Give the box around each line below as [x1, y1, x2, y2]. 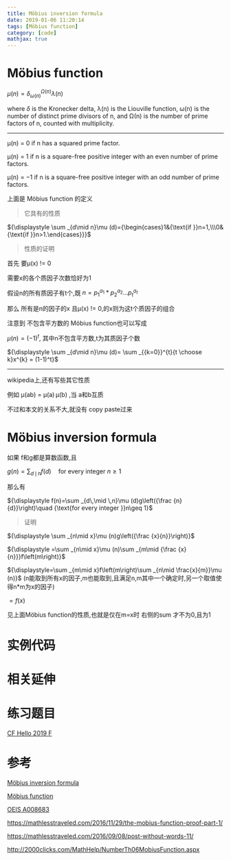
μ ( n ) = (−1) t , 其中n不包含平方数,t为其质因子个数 [7, 332, 141, 342]
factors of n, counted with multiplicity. [7, 119, 115, 127]
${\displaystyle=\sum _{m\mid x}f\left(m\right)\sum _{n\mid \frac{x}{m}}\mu [7, 566, 222, 574]
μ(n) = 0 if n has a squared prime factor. [7, 139, 120, 147]
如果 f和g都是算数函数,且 [7, 453, 77, 462]
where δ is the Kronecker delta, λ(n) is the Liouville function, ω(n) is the [7, 104, 210, 112]
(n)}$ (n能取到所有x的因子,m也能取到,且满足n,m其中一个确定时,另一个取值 [7, 574, 217, 582]
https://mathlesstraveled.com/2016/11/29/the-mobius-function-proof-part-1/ [7, 818, 223, 827]
